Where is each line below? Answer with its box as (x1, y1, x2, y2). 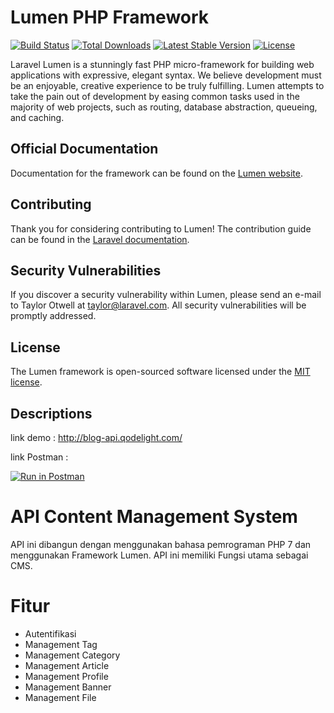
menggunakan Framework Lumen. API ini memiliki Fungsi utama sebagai (10, 549, 309, 561)
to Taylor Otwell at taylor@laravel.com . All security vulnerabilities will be (10, 299, 307, 311)
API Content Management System (10, 506, 298, 528)
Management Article (24, 659, 110, 671)
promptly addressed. (10, 310, 97, 322)
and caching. (10, 111, 65, 123)
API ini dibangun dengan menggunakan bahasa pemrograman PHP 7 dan (10, 538, 312, 550)
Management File (24, 691, 97, 703)
